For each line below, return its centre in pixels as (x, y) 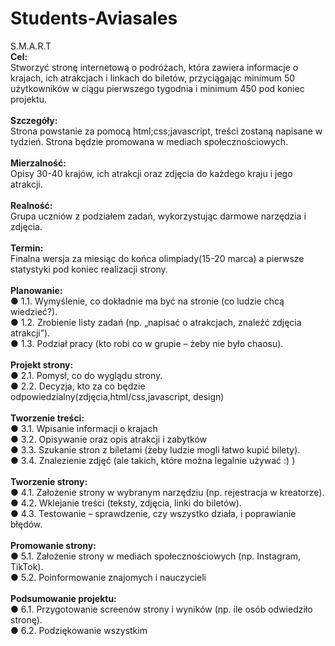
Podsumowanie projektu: (63, 598)
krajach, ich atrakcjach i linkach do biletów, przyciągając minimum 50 (153, 78)
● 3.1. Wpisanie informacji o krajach (84, 428)
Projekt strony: (42, 364)
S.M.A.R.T (31, 46)
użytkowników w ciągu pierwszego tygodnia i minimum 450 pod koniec (157, 88)
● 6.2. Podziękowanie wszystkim (79, 630)
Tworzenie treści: (47, 418)
